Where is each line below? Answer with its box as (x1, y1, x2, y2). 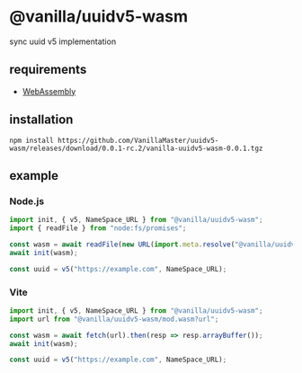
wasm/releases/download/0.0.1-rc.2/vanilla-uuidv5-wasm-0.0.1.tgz (9, 144, 263, 153)
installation (9, 112, 74, 128)
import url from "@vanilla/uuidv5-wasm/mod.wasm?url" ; (9, 315, 219, 324)
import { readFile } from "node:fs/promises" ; (9, 224, 187, 233)
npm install (9, 136, 54, 145)
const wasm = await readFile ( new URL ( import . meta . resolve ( (9, 240, 235, 249)
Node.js (9, 195, 45, 208)
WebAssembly (22, 85, 76, 96)
